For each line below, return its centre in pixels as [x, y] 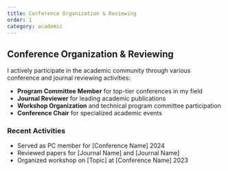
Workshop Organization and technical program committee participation [119, 106]
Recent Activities [36, 131]
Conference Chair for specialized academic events [90, 113]
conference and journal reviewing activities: [69, 78]
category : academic [35, 26]
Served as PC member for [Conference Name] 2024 [91, 146]
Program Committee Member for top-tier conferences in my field [110, 91]
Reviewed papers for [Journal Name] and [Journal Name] [98, 153]
